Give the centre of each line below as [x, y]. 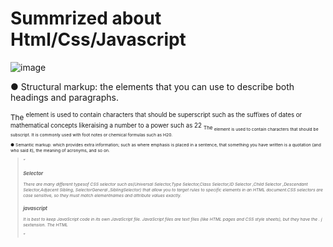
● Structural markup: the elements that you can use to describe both [152, 86]
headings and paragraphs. [64, 97]
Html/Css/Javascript [98, 39]
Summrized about [86, 18]
